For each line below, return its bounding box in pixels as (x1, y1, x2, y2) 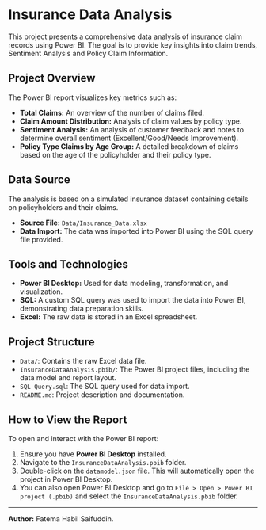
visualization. (19, 287, 63, 296)
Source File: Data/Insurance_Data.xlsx (19, 218, 148, 227)
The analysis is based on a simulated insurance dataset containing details (8, 194, 249, 204)
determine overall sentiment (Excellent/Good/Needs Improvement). (19, 133, 239, 143)
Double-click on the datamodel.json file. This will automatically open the (19, 466, 255, 475)
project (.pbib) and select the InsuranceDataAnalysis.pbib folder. (19, 491, 239, 501)
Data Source (8, 173, 70, 187)
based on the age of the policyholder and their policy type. (19, 150, 211, 159)
